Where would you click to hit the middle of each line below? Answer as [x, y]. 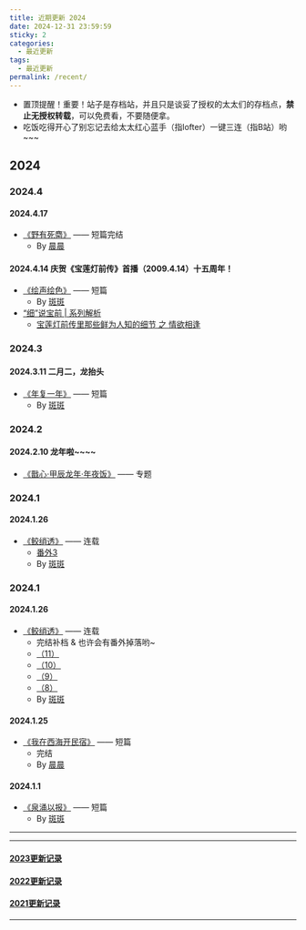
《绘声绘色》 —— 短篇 [65, 290]
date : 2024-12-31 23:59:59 [61, 26]
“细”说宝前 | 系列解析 [62, 313]
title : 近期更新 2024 [48, 18]
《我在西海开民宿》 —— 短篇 [77, 742]
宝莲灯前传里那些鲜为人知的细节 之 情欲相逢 [118, 325]
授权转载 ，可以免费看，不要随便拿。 [107, 116]
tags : [20, 60]
